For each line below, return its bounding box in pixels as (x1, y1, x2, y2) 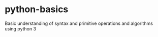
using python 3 (5, 25, 37, 31)
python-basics (5, 4, 69, 15)
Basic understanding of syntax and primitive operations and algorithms (5, 20, 153, 26)
